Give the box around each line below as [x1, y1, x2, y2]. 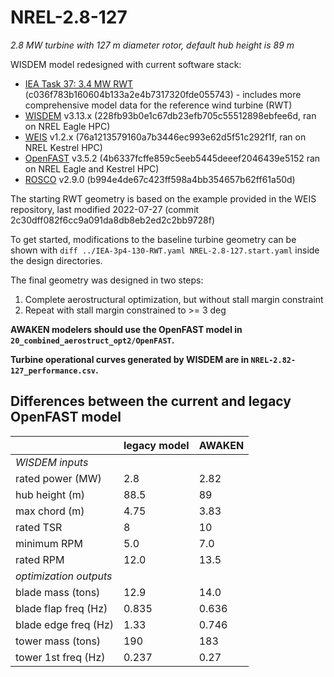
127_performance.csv [10, 366, 97, 376]
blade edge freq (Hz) [15, 617, 114, 631]
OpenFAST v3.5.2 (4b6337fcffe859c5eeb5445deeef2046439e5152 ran [24, 152, 321, 164]
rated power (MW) [15, 471, 102, 485]
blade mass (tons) [15, 585, 101, 599]
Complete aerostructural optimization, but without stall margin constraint [24, 293, 324, 305]
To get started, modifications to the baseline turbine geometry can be [10, 233, 297, 245]
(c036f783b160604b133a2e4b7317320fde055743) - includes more [24, 88, 302, 100]
